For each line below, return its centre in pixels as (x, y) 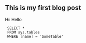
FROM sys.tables (23, 32)
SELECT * (16, 28)
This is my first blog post (43, 8)
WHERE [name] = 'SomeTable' (35, 36)
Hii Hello (13, 19)
